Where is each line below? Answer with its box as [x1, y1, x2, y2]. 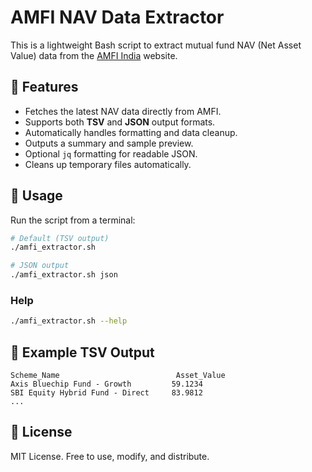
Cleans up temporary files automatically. [24, 158, 192, 170]
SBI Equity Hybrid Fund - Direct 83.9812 [10, 388, 203, 398]
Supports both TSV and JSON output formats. [24, 116, 216, 128]
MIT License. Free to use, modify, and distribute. [10, 450, 210, 462]
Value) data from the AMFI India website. [10, 49, 178, 61]
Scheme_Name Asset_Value [10, 371, 226, 381]
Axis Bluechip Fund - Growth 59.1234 [10, 379, 203, 390]
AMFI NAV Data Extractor [10, 6, 225, 29]
